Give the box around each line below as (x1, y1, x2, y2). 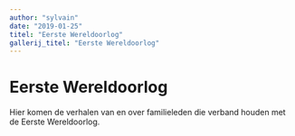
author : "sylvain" (9, 13, 79, 23)
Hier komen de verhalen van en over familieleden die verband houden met (9, 107, 287, 118)
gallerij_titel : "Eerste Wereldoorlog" (9, 38, 160, 48)
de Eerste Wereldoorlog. (9, 116, 100, 127)
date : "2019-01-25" (9, 22, 83, 31)
